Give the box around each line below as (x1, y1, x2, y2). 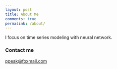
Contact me (5, 47, 34, 54)
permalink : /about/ (5, 21, 46, 26)
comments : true (5, 16, 37, 21)
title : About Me (5, 12, 39, 17)
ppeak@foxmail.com (5, 58, 47, 64)
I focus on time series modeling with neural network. (5, 34, 113, 40)
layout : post (5, 7, 32, 12)
